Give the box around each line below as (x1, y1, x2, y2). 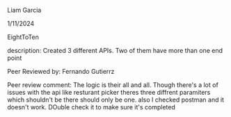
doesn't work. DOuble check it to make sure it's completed (7, 103, 175, 111)
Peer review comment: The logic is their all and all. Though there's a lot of (7, 81, 219, 89)
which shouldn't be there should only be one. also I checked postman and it (7, 95, 225, 104)
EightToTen (7, 33, 40, 41)
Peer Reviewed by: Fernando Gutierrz (7, 68, 115, 75)
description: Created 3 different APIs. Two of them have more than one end (7, 47, 223, 54)
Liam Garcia (7, 6, 42, 14)
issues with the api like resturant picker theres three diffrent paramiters (7, 88, 211, 96)
